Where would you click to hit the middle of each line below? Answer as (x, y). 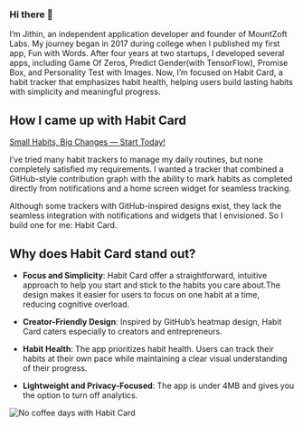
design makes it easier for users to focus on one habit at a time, (141, 294)
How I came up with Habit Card (98, 120)
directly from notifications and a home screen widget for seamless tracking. (151, 188)
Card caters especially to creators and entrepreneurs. (123, 331)
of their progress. (55, 368)
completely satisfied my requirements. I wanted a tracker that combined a (147, 169)
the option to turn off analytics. (80, 395)
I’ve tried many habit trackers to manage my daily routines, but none (137, 160)
